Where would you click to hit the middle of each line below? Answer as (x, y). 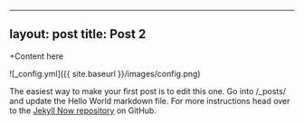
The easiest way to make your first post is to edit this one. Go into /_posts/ (148, 91)
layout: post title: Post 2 (78, 34)
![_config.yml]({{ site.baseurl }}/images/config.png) (105, 73)
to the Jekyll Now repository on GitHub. (83, 111)
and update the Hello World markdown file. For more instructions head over (150, 101)
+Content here (37, 56)
